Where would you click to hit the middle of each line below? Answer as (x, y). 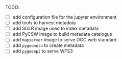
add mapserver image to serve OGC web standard (65, 40)
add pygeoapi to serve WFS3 (43, 51)
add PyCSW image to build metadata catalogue (62, 34)
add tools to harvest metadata (44, 23)
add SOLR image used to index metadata (56, 28)
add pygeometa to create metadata (48, 45)
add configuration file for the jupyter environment (65, 17)
